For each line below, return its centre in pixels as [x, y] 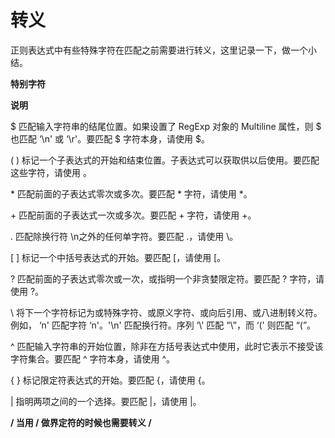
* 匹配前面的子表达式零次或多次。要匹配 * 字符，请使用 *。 [131, 193]
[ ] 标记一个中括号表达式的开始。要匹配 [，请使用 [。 [118, 257]
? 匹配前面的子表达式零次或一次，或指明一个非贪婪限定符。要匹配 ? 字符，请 [167, 278]
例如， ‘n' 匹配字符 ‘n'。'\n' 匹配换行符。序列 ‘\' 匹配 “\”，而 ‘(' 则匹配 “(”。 [163, 325]
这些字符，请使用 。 [51, 172]
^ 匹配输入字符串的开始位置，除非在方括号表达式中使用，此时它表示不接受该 [167, 346]
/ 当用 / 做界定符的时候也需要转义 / [81, 422]
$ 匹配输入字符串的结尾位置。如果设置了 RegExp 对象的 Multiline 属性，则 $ [166, 126]
